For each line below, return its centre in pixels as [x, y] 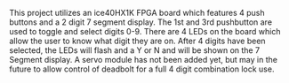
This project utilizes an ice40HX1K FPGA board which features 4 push [137, 13]
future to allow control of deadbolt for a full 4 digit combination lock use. [142, 69]
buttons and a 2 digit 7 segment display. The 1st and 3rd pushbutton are [141, 22]
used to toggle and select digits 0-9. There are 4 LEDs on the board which [145, 31]
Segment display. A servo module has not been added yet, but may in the [144, 60]
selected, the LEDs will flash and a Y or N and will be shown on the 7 [135, 50]
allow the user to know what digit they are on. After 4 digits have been [137, 41]
